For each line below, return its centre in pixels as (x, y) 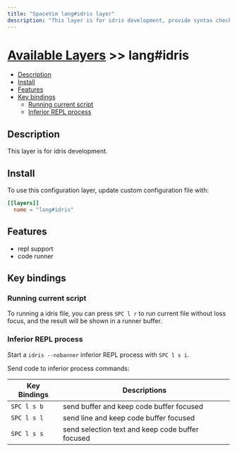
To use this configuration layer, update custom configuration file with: (108, 190)
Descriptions (145, 390)
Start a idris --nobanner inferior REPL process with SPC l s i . (98, 354)
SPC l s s (27, 433)
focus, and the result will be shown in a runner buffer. (85, 321)
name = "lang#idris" (44, 209)
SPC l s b (27, 406)
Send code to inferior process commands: (68, 368)
